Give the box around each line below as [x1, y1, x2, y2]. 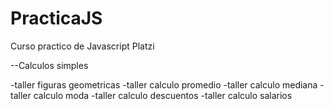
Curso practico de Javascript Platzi [10, 40, 155, 52]
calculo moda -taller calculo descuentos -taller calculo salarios [33, 89, 293, 101]
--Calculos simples [10, 59, 89, 71]
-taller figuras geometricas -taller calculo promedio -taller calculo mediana [10, 78, 318, 91]
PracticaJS [10, 7, 103, 30]
